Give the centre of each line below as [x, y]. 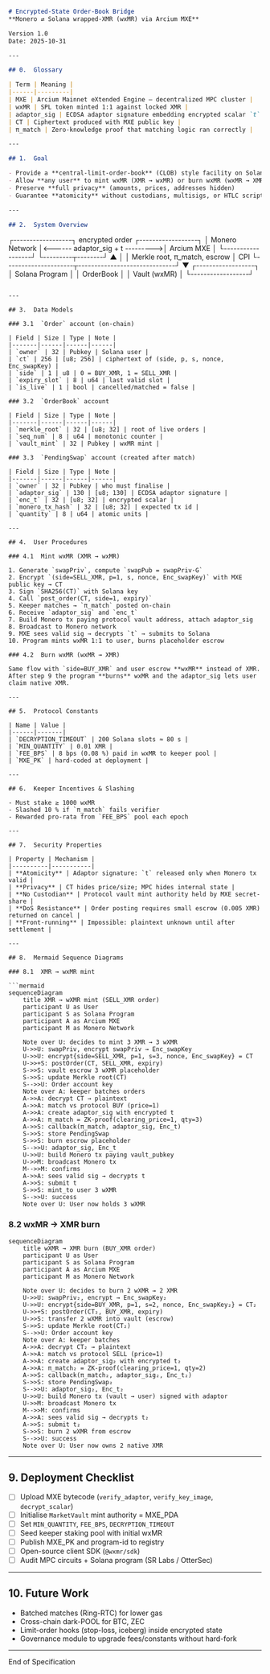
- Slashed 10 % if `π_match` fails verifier [84, 810]
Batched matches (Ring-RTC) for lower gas [91, 1613]
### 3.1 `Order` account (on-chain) [72, 324]
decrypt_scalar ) [47, 1506]
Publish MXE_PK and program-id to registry [92, 1542]
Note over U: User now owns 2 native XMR [93, 1445]
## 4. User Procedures [48, 542]
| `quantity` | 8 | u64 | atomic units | [79, 514]
